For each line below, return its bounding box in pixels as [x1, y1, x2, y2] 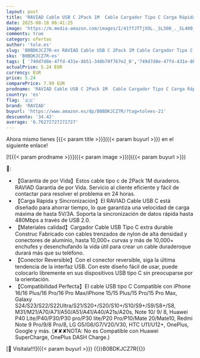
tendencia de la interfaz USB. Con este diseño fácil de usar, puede [14, 263, 178, 271]
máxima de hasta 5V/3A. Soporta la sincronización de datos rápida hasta [14, 211, 193, 218]
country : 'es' [6, 92, 42, 98]
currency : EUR [6, 70, 42, 76]
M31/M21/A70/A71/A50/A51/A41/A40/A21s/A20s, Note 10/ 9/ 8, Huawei [14, 309, 188, 316]
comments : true [6, 31, 44, 37]
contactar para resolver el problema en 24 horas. [14, 190, 136, 197]
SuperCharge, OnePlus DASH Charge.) [14, 334, 110, 341]
